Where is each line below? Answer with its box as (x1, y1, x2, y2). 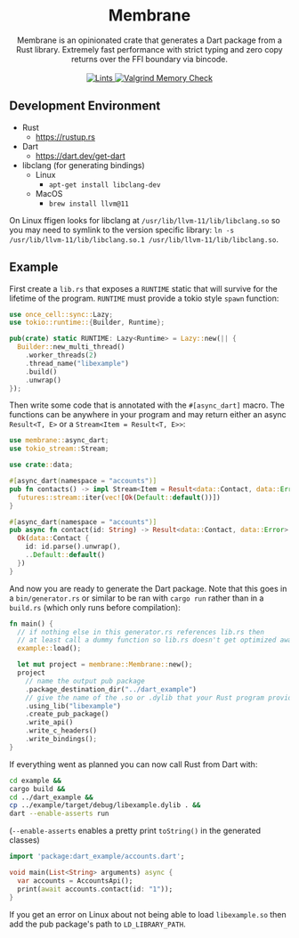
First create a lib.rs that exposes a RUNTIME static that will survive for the (9, 283, 278, 294)
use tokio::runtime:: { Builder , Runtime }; (9, 318, 166, 327)
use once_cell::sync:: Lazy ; (9, 310, 114, 319)
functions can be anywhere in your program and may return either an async (9, 409, 287, 420)
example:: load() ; (17, 644, 82, 653)
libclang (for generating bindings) (21, 159, 145, 170)
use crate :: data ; (9, 460, 74, 470)
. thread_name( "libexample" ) (25, 359, 129, 368)
